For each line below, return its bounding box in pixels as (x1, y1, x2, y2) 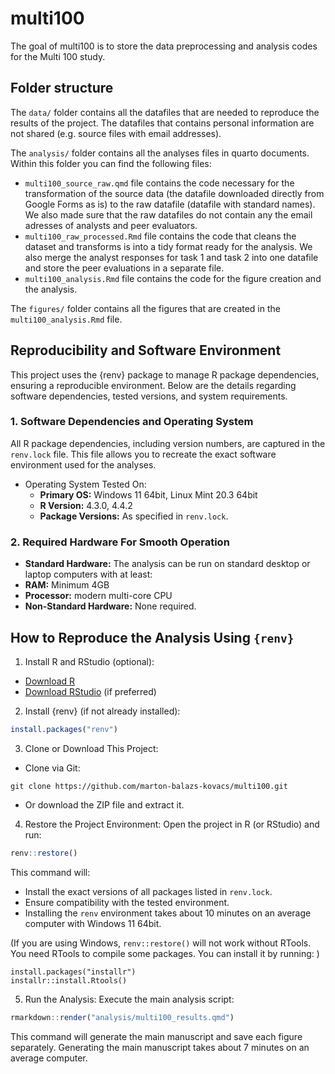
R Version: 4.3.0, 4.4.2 (39, 499, 133, 511)
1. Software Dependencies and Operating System (10, 415, 254, 429)
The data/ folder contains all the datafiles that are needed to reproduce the (10, 106, 320, 118)
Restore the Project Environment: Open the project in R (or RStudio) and (24, 818, 320, 830)
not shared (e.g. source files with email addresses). (10, 127, 222, 139)
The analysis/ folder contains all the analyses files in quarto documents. (10, 147, 310, 159)
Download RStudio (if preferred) (24, 685, 157, 697)
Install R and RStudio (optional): (24, 655, 155, 667)
